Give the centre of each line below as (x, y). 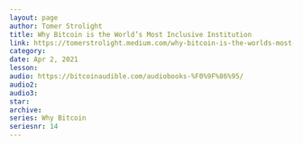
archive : (26, 110)
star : (19, 101)
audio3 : (24, 93)
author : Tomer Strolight (56, 26)
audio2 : (24, 85)
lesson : (24, 68)
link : (19, 43)
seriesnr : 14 (34, 127)
